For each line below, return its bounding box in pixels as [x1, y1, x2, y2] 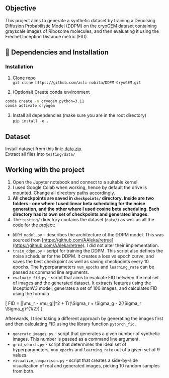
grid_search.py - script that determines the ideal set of [12, 341, 127, 347]
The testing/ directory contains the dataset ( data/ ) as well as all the [12, 216, 154, 222]
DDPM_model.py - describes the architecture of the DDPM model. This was [12, 231, 164, 237]
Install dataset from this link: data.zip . [5, 146, 83, 152]
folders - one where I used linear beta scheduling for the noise [12, 200, 146, 206]
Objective [5, 4, 37, 13]
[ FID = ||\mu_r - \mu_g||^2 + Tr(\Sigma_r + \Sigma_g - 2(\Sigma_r [5, 300, 142, 306]
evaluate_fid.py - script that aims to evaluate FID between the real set [12, 274, 159, 280]
